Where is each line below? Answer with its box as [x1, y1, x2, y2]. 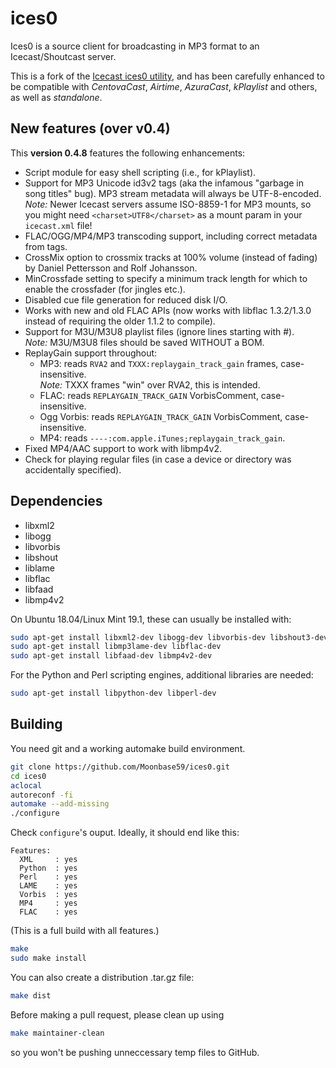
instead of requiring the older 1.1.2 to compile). [24, 315, 216, 327]
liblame [24, 562, 55, 574]
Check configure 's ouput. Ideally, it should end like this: [10, 827, 240, 839]
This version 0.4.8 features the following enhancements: [10, 147, 246, 159]
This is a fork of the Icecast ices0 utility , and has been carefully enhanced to [10, 70, 325, 82]
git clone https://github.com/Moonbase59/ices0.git [10, 762, 230, 772]
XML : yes [19, 855, 78, 865]
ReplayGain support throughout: [24, 347, 158, 359]
